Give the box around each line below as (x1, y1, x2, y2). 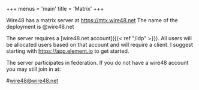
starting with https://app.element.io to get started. (6, 47, 129, 55)
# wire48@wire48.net (6, 77, 59, 84)
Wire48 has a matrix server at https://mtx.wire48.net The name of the (6, 17, 178, 23)
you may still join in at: (6, 65, 61, 73)
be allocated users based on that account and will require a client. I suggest (6, 41, 194, 48)
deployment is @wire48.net (6, 23, 74, 30)
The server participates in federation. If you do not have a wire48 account (6, 59, 189, 66)
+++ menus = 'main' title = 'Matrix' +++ (6, 5, 104, 12)
